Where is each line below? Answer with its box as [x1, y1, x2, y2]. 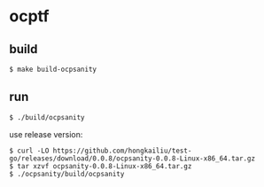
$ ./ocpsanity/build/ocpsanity [9, 169, 125, 178]
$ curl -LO [9, 146, 50, 155]
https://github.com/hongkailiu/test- [52, 146, 192, 155]
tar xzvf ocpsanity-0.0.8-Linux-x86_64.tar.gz [17, 161, 192, 170]
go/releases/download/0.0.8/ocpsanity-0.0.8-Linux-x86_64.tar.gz [9, 153, 255, 163]
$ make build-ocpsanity [9, 65, 97, 74]
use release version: [9, 129, 83, 139]
